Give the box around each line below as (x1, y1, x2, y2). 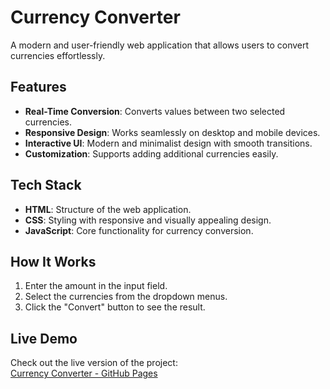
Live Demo (10, 330, 78, 347)
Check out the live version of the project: (10, 357, 178, 369)
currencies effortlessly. (10, 49, 106, 61)
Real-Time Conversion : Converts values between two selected (24, 105, 286, 117)
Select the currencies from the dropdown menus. (24, 291, 228, 303)
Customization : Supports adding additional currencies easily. (24, 147, 279, 160)
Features (10, 79, 67, 96)
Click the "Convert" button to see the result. (24, 301, 206, 313)
